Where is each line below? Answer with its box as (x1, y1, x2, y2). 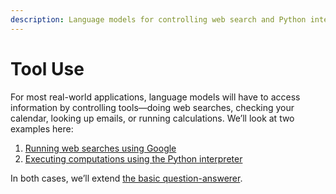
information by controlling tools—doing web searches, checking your (10, 101, 295, 113)
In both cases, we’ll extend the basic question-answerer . (10, 172, 243, 184)
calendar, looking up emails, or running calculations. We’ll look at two (10, 112, 295, 124)
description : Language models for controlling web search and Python (10, 14, 307, 25)
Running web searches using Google (24, 142, 177, 154)
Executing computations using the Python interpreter (24, 152, 243, 165)
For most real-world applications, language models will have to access (10, 91, 301, 103)
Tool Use (10, 57, 85, 80)
